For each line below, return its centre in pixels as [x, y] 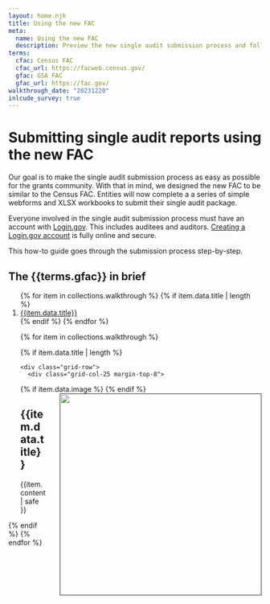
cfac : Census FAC [45, 61]
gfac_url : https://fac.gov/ [63, 83]
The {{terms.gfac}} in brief [77, 276]
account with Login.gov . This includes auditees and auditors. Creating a [127, 227]
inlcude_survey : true [45, 98]
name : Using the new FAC [57, 38]
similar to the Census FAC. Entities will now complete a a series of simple [129, 195]
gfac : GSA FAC [39, 76]
